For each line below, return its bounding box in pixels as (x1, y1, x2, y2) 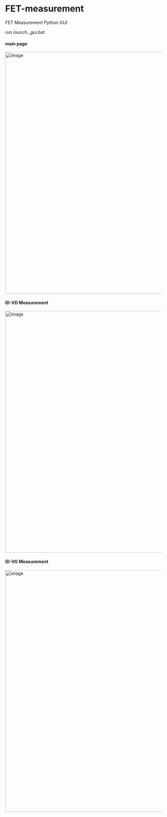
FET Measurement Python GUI (5, 19, 68, 25)
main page (5, 40, 28, 46)
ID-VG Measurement (5, 558, 49, 564)
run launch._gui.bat (5, 29, 45, 35)
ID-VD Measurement (5, 299, 49, 305)
